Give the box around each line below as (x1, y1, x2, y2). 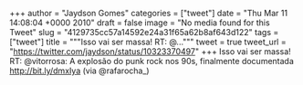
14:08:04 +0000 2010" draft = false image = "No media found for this (9, 17, 271, 28)
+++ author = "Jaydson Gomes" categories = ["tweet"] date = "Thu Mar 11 (9, 8, 288, 18)
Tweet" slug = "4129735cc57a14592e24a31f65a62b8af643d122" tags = (9, 27, 279, 37)
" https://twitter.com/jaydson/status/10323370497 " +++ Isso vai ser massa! (9, 46, 292, 57)
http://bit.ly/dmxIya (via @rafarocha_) (9, 65, 150, 76)
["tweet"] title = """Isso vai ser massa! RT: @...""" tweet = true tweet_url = (9, 36, 287, 47)
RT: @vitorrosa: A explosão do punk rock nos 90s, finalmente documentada (9, 56, 295, 66)
